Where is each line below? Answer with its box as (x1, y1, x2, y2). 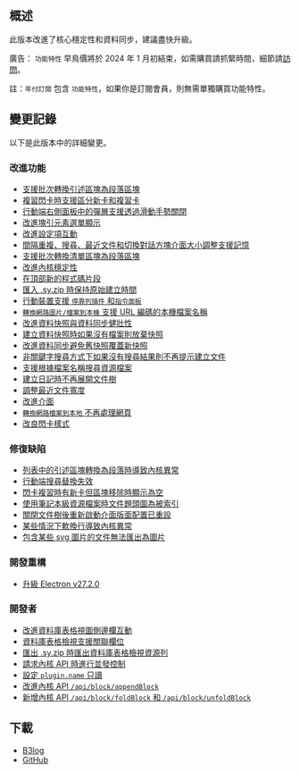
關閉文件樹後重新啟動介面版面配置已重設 (21, 509, 171, 520)
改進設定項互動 (21, 228, 78, 239)
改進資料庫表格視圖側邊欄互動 (21, 625, 132, 635)
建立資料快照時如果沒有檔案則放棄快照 (21, 329, 163, 340)
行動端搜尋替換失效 (21, 476, 94, 487)
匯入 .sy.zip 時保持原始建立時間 (21, 284, 137, 295)
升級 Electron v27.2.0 (21, 578, 100, 589)
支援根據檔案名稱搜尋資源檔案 (21, 362, 132, 373)
